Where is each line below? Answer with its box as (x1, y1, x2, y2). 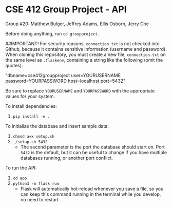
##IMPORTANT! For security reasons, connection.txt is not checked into (5, 40, 160, 47)
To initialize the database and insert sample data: (5, 123, 109, 129)
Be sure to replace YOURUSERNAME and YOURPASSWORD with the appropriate (5, 87, 155, 93)
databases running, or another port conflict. (20, 155, 113, 161)
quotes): (5, 62, 23, 68)
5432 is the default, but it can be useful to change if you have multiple (20, 149, 167, 155)
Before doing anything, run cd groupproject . (5, 30, 99, 36)
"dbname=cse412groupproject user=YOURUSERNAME (5, 72, 121, 78)
